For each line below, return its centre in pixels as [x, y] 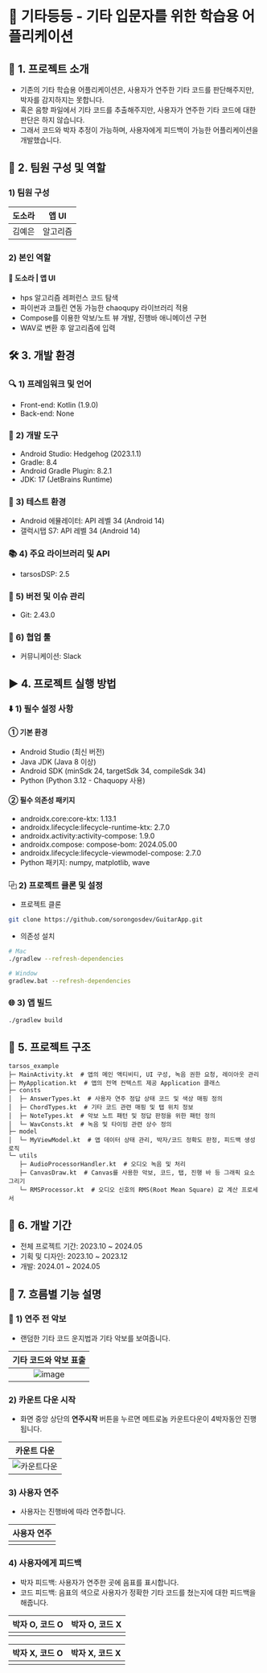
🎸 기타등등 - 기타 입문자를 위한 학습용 [123, 17]
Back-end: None [47, 413]
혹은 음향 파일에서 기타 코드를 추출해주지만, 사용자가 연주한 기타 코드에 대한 [138, 110]
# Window [23, 973]
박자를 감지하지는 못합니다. [62, 100]
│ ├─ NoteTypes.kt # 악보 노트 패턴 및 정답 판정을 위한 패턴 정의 [112, 1116]
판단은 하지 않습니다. [52, 120]
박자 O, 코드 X [97, 1624]
